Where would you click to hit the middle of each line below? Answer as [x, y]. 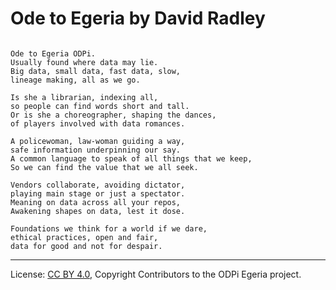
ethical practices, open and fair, [84, 237]
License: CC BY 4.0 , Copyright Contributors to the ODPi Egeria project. [156, 274]
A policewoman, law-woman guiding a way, [98, 141]
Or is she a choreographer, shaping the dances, [113, 115]
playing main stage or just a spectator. [98, 193]
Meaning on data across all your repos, [96, 202]
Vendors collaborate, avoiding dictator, [98, 185]
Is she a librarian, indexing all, [84, 97]
